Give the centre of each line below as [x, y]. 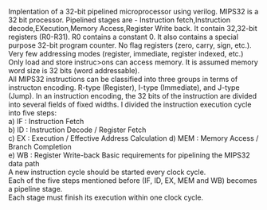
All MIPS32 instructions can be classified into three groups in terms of [123, 79]
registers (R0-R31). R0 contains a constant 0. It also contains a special [124, 37]
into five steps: [33, 113]
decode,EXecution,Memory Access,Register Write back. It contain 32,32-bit [133, 28]
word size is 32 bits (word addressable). [74, 70]
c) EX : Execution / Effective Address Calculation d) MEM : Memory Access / [133, 138]
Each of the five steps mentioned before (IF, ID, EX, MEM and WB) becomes [133, 181]
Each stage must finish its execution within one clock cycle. [106, 197]
